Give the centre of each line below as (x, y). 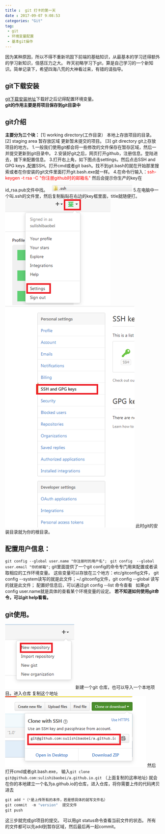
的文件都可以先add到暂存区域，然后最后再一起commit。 (62, 826)
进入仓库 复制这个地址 (36, 693)
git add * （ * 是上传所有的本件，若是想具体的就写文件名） (56, 800)
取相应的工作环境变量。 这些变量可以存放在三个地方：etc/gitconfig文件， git (82, 573)
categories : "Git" (24, 21)
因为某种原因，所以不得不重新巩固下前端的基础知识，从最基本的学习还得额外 (82, 57)
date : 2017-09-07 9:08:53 (33, 15)
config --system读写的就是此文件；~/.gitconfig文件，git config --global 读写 (82, 579)
